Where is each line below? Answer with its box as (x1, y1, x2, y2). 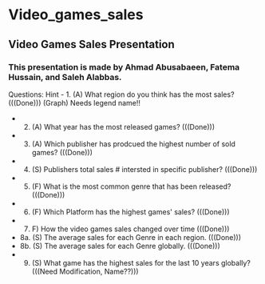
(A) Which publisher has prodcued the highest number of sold (31, 138, 235, 149)
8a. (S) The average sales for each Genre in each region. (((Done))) (19, 232, 242, 242)
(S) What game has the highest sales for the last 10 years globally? (31, 258, 251, 267)
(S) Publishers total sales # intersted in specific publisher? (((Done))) (31, 164, 258, 174)
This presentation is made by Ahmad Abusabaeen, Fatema (8, 62, 240, 73)
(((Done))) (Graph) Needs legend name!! (8, 98, 141, 107)
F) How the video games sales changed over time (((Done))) (31, 224, 230, 234)
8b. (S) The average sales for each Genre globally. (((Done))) (19, 241, 221, 250)
